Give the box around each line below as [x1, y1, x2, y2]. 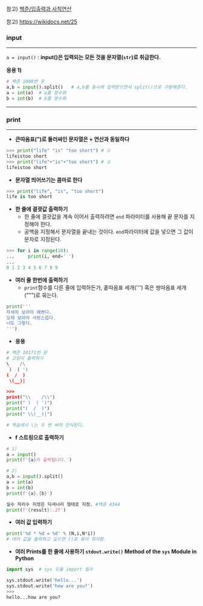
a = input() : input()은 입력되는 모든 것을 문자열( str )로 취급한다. [6, 54, 161, 61]
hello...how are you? [6, 594, 61, 600]
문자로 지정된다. [24, 236, 62, 243]
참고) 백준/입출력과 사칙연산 [6, 5, 72, 12]
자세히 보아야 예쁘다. [6, 309, 52, 315]
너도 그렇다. [6, 320, 33, 326]
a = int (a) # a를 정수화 [6, 90, 66, 96]
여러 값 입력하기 [14, 518, 53, 526]
